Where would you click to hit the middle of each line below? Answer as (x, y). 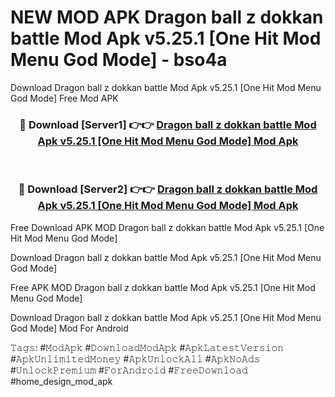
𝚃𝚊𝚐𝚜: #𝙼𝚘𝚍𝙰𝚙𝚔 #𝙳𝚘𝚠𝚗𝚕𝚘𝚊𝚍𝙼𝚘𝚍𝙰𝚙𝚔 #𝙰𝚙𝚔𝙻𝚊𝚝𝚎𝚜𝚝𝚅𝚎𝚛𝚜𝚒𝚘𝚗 (147, 347)
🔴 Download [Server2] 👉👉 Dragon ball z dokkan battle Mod (168, 189)
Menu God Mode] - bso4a (119, 60)
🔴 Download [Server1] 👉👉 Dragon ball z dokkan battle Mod (168, 124)
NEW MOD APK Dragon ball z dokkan (167, 17)
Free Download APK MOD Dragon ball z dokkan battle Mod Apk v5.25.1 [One (167, 227)
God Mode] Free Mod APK (64, 98)
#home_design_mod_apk (61, 381)
